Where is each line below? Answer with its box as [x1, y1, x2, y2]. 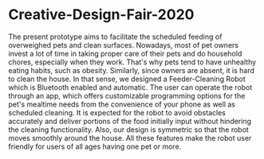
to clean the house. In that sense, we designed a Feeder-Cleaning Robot [8, 74, 246, 83]
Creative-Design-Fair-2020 [8, 6, 195, 24]
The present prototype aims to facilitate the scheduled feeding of [8, 32, 223, 41]
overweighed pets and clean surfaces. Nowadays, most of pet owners [8, 40, 239, 49]
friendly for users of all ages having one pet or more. [8, 142, 182, 151]
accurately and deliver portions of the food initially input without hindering [8, 116, 252, 126]
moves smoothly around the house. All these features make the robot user [8, 133, 252, 142]
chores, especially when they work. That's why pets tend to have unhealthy [8, 57, 257, 67]
